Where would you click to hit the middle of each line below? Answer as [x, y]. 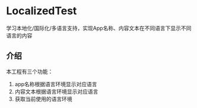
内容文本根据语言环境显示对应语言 [56, 91]
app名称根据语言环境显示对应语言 [56, 84]
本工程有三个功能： [30, 71]
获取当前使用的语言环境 [43, 99]
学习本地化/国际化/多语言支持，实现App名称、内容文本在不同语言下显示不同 [99, 28]
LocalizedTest [42, 11]
